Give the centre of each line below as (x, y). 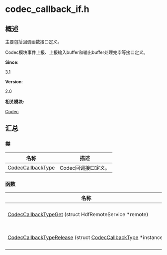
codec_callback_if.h (47, 9)
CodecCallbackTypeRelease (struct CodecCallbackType (73, 237)
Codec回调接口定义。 (85, 168)
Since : (12, 62)
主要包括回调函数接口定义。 (34, 42)
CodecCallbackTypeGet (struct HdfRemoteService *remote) (78, 214)
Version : (14, 82)
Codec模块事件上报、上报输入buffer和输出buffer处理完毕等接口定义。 (77, 52)
